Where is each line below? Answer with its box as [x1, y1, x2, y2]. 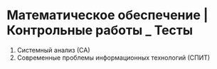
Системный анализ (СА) [16, 46, 90, 54]
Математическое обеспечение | [6, 7, 208, 23]
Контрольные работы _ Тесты [6, 22, 194, 38]
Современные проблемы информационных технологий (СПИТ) [16, 53, 211, 62]
